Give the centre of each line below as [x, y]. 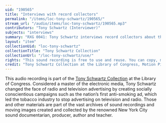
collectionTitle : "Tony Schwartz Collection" [53, 51]
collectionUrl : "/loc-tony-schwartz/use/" [49, 55]
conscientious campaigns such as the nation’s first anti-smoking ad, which [81, 94]
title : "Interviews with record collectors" [52, 14]
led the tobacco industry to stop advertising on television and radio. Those [81, 99]
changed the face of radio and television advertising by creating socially [79, 89]
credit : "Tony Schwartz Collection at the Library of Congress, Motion [80, 64]
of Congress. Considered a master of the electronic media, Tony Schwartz [81, 84]
